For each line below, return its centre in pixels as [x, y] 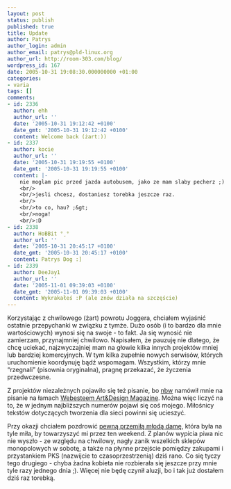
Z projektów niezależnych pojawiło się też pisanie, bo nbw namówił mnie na [115, 391]
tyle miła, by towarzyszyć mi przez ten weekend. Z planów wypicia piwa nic [115, 434]
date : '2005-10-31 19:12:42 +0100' [65, 123]
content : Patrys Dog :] [48, 259]
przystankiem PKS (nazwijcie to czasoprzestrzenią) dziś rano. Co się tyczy [114, 456]
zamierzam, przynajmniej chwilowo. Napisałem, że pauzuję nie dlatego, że [113, 340]
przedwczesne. [29, 377]
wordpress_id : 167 [34, 65]
